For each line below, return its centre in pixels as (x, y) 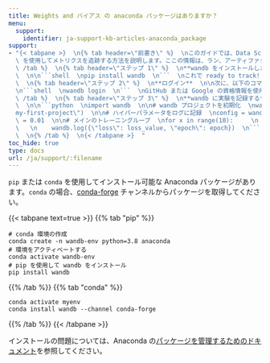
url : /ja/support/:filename (55, 158)
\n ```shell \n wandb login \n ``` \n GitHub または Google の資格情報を (134, 91)
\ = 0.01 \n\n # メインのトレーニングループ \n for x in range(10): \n (137, 121)
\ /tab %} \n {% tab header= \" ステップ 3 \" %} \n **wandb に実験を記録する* (139, 98)
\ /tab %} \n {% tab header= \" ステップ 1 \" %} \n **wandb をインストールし (138, 68)
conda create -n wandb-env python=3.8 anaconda (90, 241)
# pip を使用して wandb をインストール (67, 266)
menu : (17, 23)
